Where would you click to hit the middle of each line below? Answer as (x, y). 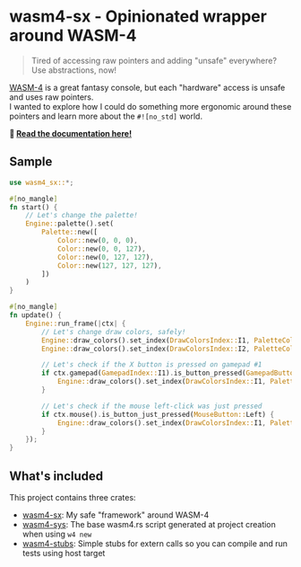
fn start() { (34, 207)
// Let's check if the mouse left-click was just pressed (152, 406)
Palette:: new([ (70, 232)
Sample (31, 162)
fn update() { (36, 315)
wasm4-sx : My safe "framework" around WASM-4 (116, 515)
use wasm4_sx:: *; (42, 182)
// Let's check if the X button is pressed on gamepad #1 (152, 365)
